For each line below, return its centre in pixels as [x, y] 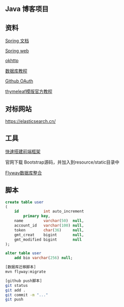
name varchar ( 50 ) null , [49, 221]
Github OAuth [19, 81]
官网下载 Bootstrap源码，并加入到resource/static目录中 [62, 162]
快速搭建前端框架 [23, 151]
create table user [24, 202]
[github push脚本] [24, 281]
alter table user [23, 253]
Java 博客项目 [27, 9]
